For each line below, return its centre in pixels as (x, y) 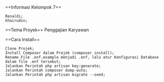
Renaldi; (14, 16)
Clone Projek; (20, 49)
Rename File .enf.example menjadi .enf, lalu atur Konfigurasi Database (82, 57)
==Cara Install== (22, 40)
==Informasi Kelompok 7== (33, 7)
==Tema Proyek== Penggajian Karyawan (47, 30)
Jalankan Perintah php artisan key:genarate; (53, 66)
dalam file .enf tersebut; (33, 62)
